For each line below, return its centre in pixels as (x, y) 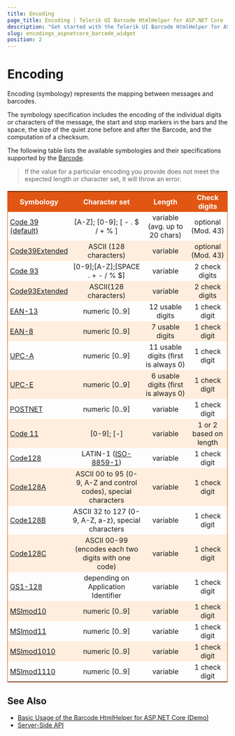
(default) (24, 231)
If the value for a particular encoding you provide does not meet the (122, 171)
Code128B (28, 521)
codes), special (107, 492)
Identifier (107, 595)
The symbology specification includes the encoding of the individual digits (114, 115)
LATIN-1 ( (98, 454)
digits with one (107, 558)
